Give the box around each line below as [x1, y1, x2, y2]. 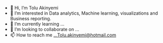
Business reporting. [10, 16, 51, 21]
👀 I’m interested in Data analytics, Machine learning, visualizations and [10, 10, 158, 16]
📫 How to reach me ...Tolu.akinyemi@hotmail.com [10, 32, 116, 38]
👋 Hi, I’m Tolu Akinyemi [10, 5, 59, 11]
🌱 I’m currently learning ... [10, 21, 65, 27]
